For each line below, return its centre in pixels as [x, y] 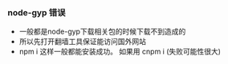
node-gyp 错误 [37, 12]
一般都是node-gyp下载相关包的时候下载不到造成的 [102, 32]
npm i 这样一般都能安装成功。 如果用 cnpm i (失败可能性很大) [120, 52]
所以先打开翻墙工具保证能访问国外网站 [82, 42]
